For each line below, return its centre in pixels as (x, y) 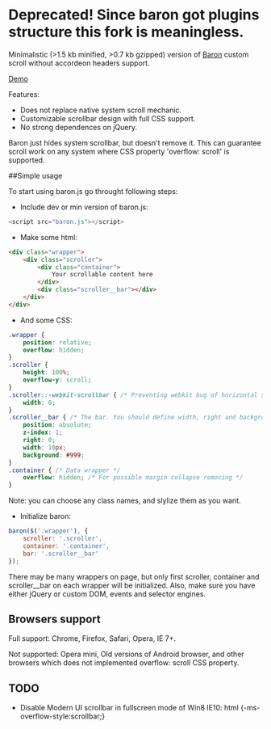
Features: (24, 94)
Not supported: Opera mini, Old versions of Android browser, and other (126, 654)
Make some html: (49, 237)
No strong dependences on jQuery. (79, 127)
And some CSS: (46, 320)
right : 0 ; (40, 440)
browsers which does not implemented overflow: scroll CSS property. (124, 663)
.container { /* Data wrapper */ (65, 470)
